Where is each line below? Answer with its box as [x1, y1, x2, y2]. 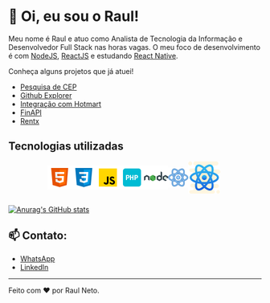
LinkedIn [19, 263, 49, 272]
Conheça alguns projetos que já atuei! [8, 66, 134, 76]
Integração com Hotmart [19, 99, 102, 109]
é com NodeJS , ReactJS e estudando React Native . [8, 51, 178, 60]
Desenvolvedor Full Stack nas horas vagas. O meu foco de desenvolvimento [8, 42, 261, 51]
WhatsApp [19, 254, 55, 264]
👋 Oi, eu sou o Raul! [8, 7, 139, 26]
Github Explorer [19, 90, 72, 100]
